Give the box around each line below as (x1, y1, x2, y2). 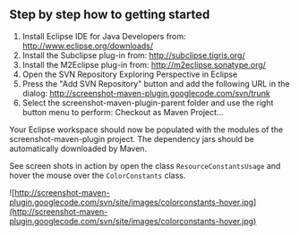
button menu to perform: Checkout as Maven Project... (21, 106, 224, 117)
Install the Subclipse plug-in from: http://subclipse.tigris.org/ (21, 49, 245, 61)
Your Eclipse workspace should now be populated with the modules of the (9, 124, 284, 135)
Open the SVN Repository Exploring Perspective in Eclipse (21, 69, 238, 80)
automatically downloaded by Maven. (9, 143, 148, 154)
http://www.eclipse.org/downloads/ (21, 40, 154, 51)
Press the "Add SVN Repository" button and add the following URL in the (21, 78, 290, 88)
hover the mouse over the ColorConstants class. (9, 170, 186, 180)
